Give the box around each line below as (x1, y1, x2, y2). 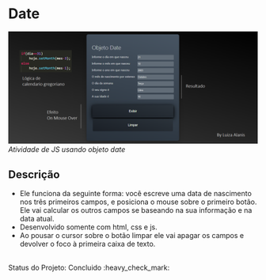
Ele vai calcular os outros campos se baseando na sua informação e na (19, 206, 253, 215)
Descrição (8, 168, 60, 181)
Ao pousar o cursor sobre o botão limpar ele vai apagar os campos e (19, 231, 244, 240)
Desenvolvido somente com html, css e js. (19, 222, 158, 232)
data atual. (19, 214, 55, 224)
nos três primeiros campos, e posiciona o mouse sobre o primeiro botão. (19, 197, 257, 206)
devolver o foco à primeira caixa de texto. (19, 239, 156, 249)
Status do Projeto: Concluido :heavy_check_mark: (8, 263, 170, 273)
